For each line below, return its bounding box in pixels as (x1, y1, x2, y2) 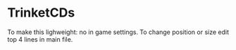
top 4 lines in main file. (7, 35, 73, 43)
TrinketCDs (7, 5, 75, 21)
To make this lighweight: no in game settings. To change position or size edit (7, 28, 230, 36)
